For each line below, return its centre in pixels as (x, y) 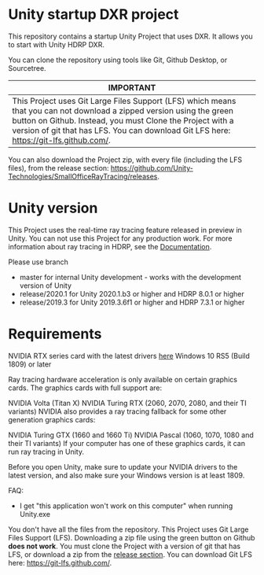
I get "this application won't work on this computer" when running (126, 506)
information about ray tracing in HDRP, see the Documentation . (110, 246)
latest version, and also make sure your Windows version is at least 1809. (126, 475)
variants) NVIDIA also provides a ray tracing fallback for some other (117, 411)
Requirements (55, 334)
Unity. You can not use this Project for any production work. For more (120, 238)
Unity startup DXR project (93, 15)
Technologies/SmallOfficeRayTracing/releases (83, 176)
